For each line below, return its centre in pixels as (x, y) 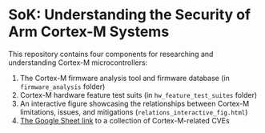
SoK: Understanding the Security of (129, 15)
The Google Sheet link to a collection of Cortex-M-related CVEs (124, 120)
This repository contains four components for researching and (111, 54)
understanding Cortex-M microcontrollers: (78, 62)
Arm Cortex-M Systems (89, 32)
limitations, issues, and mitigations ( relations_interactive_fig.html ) (134, 112)
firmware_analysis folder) (62, 87)
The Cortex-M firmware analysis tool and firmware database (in (124, 78)
